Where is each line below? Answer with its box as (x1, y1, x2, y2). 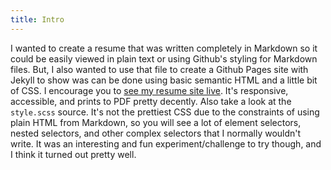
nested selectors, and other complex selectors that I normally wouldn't (10, 127, 302, 139)
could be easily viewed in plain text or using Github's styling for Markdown (10, 52, 318, 65)
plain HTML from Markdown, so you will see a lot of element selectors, (10, 116, 302, 128)
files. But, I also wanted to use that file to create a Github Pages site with (10, 63, 309, 75)
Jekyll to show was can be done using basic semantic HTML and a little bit (10, 74, 318, 86)
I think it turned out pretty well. (10, 148, 137, 160)
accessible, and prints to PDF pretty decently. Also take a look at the (10, 95, 292, 107)
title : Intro (10, 14, 65, 25)
